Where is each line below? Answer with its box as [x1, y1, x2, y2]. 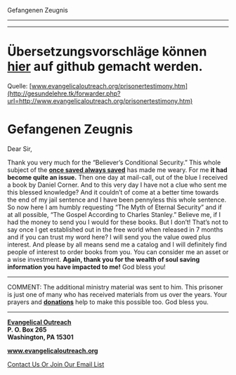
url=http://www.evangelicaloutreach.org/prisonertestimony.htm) [7, 96, 193, 105]
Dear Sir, [7, 144, 33, 153]
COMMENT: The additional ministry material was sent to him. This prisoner [7, 282, 223, 291]
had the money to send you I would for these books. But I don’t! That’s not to [7, 218, 229, 226]
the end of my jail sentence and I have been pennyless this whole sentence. [7, 195, 227, 204]
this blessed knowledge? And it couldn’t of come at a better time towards [7, 187, 219, 196]
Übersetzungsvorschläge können [7, 44, 207, 60]
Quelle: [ [7, 81, 32, 90]
